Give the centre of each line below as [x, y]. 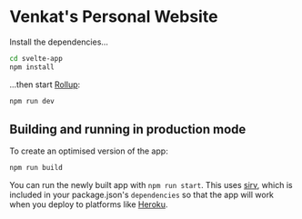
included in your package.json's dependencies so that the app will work [142, 195]
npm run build [36, 168]
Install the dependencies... [59, 42]
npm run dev [32, 101]
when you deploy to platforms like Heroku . [89, 204]
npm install [32, 67]
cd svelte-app [36, 58]
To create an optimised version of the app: [89, 151]
